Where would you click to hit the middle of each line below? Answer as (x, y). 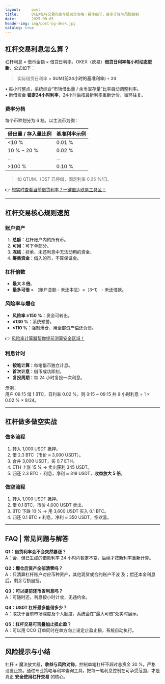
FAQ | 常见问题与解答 (37, 539)
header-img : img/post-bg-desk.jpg (41, 23)
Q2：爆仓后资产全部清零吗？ (34, 568)
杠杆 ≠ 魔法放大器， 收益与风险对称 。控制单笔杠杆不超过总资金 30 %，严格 (81, 664)
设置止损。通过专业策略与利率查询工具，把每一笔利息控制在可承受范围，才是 (82, 671)
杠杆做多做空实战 (31, 422)
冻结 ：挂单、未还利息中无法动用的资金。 (53, 252)
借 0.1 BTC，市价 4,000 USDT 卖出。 (49, 505)
